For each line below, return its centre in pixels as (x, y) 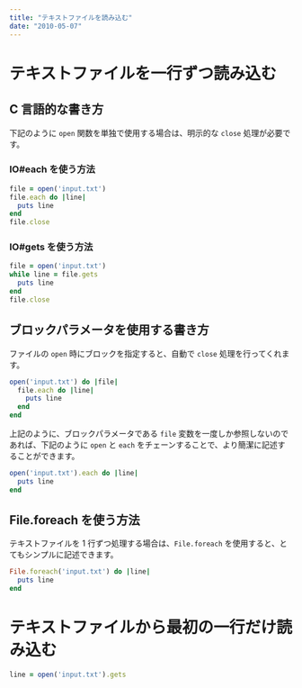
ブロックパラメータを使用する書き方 (109, 330)
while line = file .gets (54, 275)
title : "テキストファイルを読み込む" (71, 18)
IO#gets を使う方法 (51, 247)
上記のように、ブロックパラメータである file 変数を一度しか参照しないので (149, 434)
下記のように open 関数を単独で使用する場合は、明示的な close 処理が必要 (146, 132)
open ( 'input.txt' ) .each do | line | (74, 474)
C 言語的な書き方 (57, 109)
